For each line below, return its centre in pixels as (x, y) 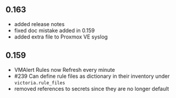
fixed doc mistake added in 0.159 (54, 30)
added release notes (39, 24)
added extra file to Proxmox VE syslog (61, 37)
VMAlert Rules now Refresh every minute (65, 69)
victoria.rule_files (40, 83)
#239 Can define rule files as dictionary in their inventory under (92, 76)
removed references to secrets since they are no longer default (92, 88)
